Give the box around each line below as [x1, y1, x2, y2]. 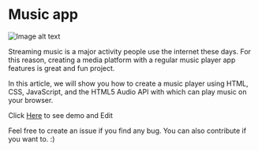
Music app [8, 6, 79, 24]
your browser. [8, 95, 54, 105]
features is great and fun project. [8, 63, 115, 72]
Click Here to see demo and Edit [8, 110, 113, 120]
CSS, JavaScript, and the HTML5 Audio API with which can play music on [8, 87, 247, 96]
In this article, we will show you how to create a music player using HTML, [8, 79, 249, 88]
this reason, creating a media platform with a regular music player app [8, 55, 236, 64]
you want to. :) [8, 134, 55, 143]
